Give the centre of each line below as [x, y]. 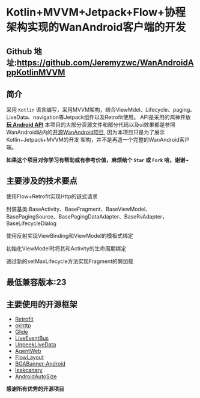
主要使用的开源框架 [42, 304]
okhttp [23, 325]
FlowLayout [29, 357]
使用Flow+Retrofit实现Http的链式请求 [52, 196]
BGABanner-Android [40, 364]
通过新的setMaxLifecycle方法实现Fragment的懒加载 [70, 261]
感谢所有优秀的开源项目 [35, 389]
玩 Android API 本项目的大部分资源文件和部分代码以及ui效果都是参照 [91, 125]
